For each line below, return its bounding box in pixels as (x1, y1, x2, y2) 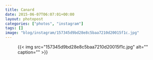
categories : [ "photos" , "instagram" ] (5, 21, 84, 26)
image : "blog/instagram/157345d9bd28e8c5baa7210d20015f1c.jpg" (5, 30, 140, 35)
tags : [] (5, 26, 23, 31)
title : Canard (5, 7, 35, 12)
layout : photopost (5, 16, 43, 21)
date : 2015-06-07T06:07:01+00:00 (5, 12, 75, 17)
